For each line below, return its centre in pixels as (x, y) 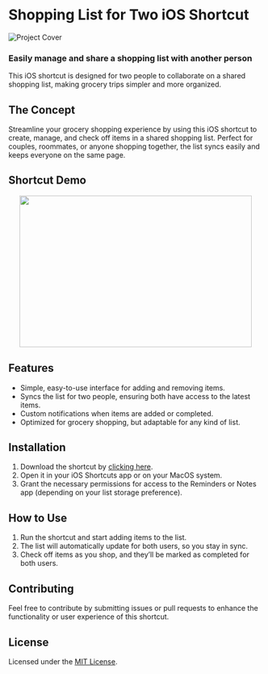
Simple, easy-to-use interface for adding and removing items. (123, 388)
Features (31, 368)
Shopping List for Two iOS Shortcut (129, 15)
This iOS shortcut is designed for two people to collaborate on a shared (127, 76)
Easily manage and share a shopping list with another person (130, 58)
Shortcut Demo (47, 181)
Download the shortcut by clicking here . (86, 467)
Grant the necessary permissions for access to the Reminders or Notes (138, 484)
